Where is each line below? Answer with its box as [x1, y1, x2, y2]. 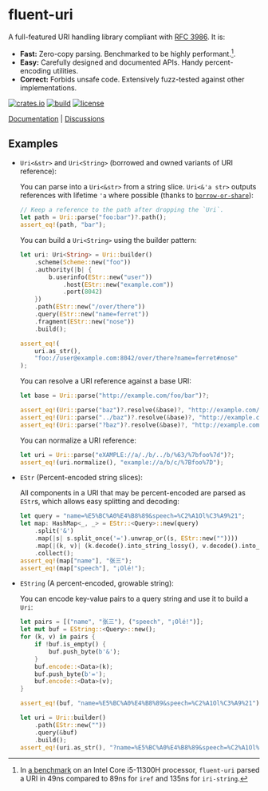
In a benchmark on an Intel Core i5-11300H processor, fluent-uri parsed [19, 765, 260, 775]
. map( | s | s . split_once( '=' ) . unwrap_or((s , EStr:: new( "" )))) [34, 535, 238, 543]
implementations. [19, 82, 77, 93]
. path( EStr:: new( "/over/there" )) [34, 303, 146, 311]
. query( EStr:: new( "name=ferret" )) [34, 310, 149, 319]
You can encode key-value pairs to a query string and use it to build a [19, 594, 249, 604]
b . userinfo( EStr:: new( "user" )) [49, 273, 153, 281]
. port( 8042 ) [62, 288, 103, 296]
